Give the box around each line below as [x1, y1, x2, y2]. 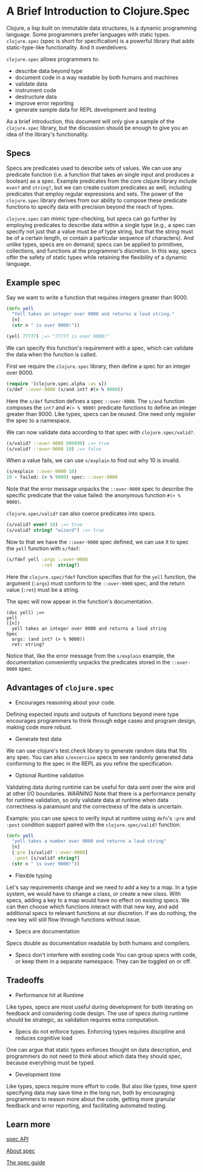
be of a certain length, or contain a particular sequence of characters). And [6, 234, 194, 241]
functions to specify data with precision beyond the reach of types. [6, 203, 175, 210]
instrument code [15, 86, 56, 94]
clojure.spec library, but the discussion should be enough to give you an [6, 124, 188, 131]
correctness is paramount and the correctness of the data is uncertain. [6, 803, 183, 810]
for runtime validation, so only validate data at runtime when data [6, 796, 168, 803]
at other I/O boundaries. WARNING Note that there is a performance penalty [6, 789, 196, 797]
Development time [15, 1071, 61, 1078]
